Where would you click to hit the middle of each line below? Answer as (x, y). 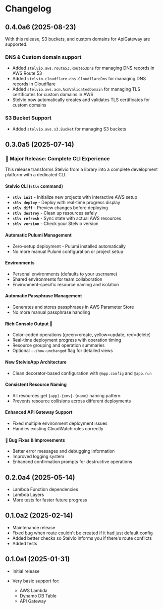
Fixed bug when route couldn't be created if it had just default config (82, 533)
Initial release (26, 571)
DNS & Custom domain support (43, 57)
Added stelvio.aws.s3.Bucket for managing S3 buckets (69, 129)
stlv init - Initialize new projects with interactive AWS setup (75, 197)
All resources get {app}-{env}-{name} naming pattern (66, 395)
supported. (16, 44)
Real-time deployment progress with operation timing (67, 340)
